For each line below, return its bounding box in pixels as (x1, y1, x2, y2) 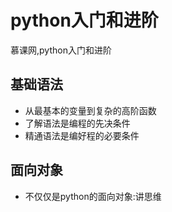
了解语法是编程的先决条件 (24, 117, 131, 129)
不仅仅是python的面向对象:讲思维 (24, 190, 162, 202)
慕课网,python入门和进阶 (10, 44, 112, 56)
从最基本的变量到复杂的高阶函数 (24, 104, 157, 116)
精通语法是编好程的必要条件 (24, 129, 140, 141)
